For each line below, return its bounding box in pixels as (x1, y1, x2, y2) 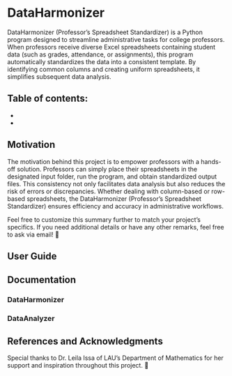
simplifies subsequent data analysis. (7, 72, 111, 81)
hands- (201, 157, 222, 165)
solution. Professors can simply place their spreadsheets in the (17, 165, 198, 173)
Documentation (7, 274, 77, 286)
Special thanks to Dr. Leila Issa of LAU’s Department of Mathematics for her (7, 354, 224, 362)
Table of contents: (7, 93, 88, 105)
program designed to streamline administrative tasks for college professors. (7, 35, 225, 43)
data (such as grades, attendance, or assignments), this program (7, 50, 194, 59)
